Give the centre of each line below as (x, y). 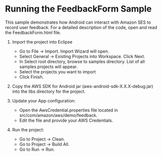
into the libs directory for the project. (49, 91)
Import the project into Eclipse (42, 42)
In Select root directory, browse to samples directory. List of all (82, 61)
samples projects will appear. (49, 67)
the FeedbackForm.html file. (33, 32)
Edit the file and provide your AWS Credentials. (66, 120)
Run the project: (28, 129)
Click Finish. (32, 77)
